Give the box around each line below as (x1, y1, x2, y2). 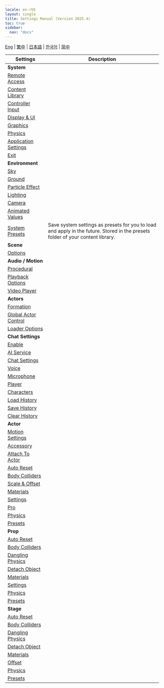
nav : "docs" (9, 30, 34, 35)
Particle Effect (7, 184, 40, 190)
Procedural (7, 266, 33, 272)
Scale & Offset (7, 480, 41, 487)
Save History (7, 405, 37, 411)
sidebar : (5, 25, 23, 30)
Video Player (7, 288, 37, 294)
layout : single (5, 12, 36, 17)
